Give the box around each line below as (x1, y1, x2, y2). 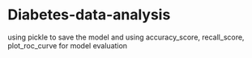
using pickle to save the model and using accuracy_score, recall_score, (7, 32, 245, 42)
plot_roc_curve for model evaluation (7, 40, 127, 50)
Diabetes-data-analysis (7, 6, 171, 24)
